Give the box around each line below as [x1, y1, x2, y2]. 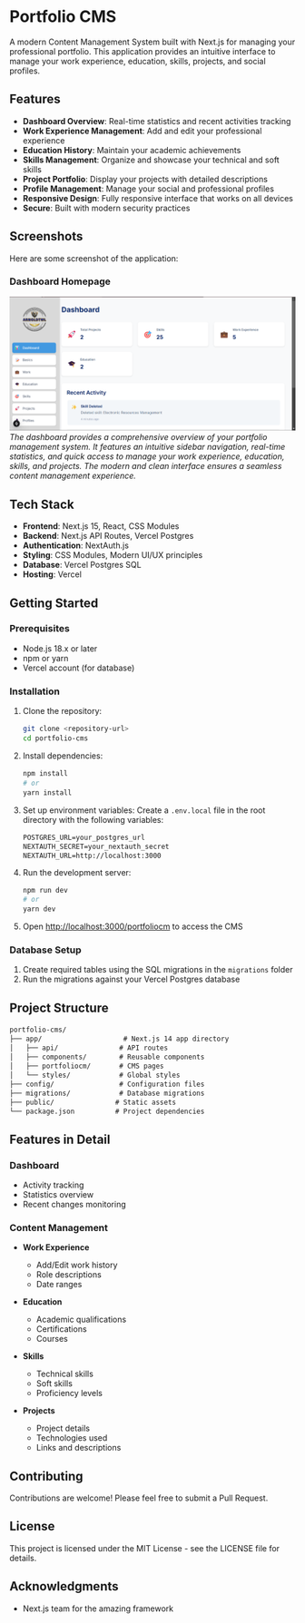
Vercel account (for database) [22, 662, 135, 673]
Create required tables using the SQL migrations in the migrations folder [22, 964, 293, 975]
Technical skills [35, 1368, 93, 1380]
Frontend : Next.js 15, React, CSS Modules [22, 521, 180, 532]
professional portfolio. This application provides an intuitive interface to [9, 45, 276, 56]
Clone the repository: [22, 706, 103, 717]
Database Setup [9, 943, 82, 956]
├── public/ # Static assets [9, 1098, 177, 1108]
